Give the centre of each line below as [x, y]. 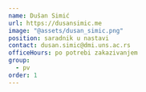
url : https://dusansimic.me [55, 23]
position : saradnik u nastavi [59, 38]
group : [19, 61]
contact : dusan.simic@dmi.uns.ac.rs [69, 46]
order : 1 [23, 75]
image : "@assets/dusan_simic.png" [66, 30]
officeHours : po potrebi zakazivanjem [73, 53]
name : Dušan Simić [39, 16]
